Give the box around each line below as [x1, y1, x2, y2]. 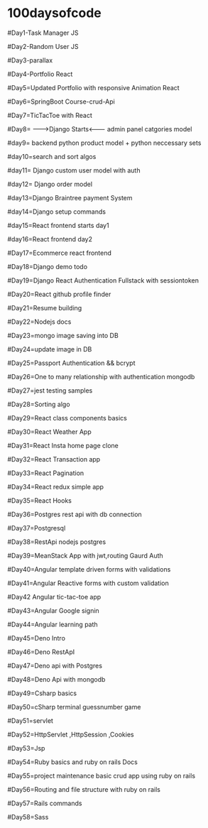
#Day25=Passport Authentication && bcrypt [7, 359, 136, 367]
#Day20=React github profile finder [7, 290, 111, 298]
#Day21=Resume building [7, 303, 82, 312]
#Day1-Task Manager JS [7, 28, 80, 37]
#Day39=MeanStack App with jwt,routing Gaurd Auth [7, 551, 163, 560]
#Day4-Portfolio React [7, 70, 73, 78]
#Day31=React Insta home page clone [7, 441, 119, 450]
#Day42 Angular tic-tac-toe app [7, 592, 102, 601]
